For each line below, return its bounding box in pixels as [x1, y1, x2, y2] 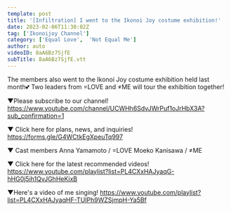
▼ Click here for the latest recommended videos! [7, 159, 150, 168]
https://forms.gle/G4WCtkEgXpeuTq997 [7, 132, 124, 141]
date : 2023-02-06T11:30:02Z [7, 23, 90, 30]
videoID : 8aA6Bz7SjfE [7, 50, 71, 57]
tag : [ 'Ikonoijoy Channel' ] [7, 29, 90, 37]
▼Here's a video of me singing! [7, 188, 99, 196]
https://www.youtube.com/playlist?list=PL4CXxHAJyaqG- [7, 167, 175, 175]
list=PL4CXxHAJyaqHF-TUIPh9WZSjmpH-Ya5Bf [7, 196, 147, 204]
